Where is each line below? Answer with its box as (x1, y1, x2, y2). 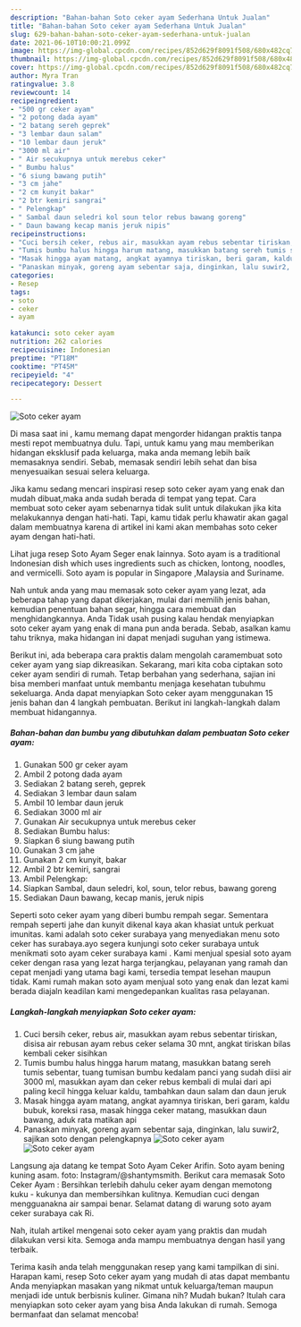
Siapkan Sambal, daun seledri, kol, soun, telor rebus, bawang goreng (22, 883, 277, 894)
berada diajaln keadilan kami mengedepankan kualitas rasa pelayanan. (10, 986, 271, 997)
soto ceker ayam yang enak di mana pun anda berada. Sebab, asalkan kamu (10, 623, 291, 634)
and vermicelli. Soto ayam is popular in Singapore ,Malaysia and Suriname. (10, 567, 285, 578)
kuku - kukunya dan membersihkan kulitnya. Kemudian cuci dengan (10, 1189, 260, 1200)
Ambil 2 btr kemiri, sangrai (22, 864, 121, 875)
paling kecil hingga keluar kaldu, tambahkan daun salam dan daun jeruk (22, 1086, 287, 1097)
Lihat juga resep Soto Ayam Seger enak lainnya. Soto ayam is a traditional (10, 549, 280, 559)
